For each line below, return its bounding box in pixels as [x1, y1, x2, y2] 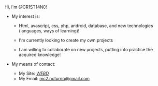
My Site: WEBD [18, 71, 49, 76]
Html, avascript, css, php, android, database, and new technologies [18, 23, 153, 29]
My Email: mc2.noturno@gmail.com [18, 76, 90, 81]
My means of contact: [11, 61, 56, 67]
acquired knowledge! [18, 52, 61, 57]
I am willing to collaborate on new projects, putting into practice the [18, 47, 153, 52]
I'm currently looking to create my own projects [18, 37, 113, 43]
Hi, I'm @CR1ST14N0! [4, 4, 47, 10]
